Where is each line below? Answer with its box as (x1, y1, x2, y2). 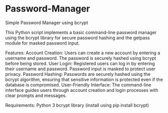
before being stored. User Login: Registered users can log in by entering (5, 60, 155, 66)
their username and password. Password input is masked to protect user (5, 66, 156, 72)
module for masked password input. (5, 40, 80, 46)
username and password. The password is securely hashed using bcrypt (5, 55, 156, 61)
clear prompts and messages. (5, 92, 67, 98)
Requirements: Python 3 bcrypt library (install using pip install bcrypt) (5, 102, 149, 108)
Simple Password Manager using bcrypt (5, 20, 88, 26)
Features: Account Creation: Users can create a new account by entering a (5, 50, 160, 56)
